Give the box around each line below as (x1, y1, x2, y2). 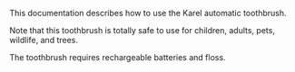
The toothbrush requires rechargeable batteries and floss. (9, 52, 226, 62)
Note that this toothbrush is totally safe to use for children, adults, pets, (9, 25, 275, 35)
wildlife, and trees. (9, 35, 79, 45)
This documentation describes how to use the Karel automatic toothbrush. (9, 8, 288, 18)
